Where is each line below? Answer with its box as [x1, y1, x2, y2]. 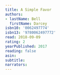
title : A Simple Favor [5, 7, 52, 12]
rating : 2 [5, 39, 26, 44]
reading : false [5, 48, 36, 53]
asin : [5, 53, 16, 58]
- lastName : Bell [5, 16, 41, 21]
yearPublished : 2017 [5, 44, 48, 49]
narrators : [5, 62, 28, 67]
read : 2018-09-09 [5, 35, 41, 40]
